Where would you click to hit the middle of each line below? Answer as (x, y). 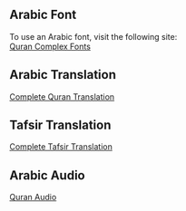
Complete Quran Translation (62, 96)
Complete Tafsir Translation (61, 147)
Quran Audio (33, 197)
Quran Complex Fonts (50, 46)
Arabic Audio (47, 175)
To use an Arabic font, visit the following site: (93, 36)
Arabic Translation (63, 75)
